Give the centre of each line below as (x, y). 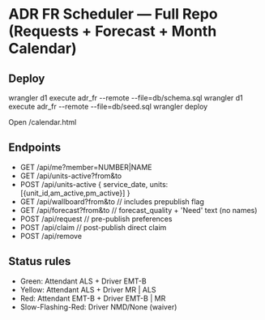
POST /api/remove (51, 236)
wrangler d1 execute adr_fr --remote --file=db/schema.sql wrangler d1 (126, 98)
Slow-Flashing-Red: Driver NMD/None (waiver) (98, 307)
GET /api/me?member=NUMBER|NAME (86, 167)
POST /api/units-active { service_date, (84, 184)
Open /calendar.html (43, 122)
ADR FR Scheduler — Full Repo (113, 14)
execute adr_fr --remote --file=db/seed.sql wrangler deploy (108, 107)
